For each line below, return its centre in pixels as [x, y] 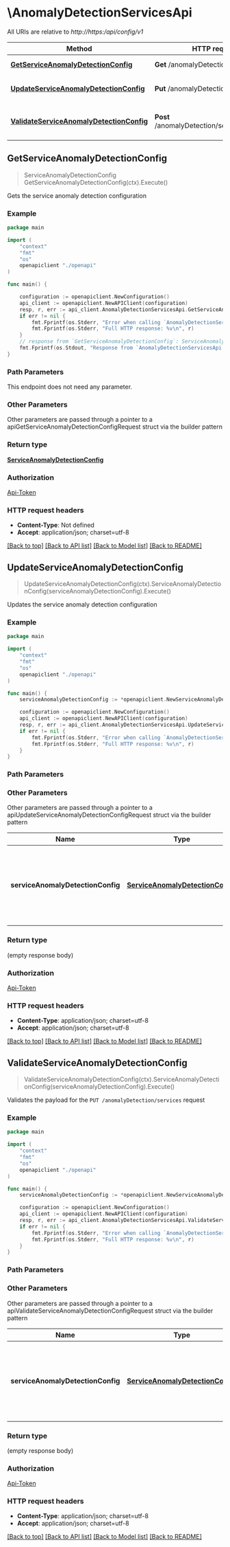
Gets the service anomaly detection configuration [77, 195]
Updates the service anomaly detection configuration [82, 605]
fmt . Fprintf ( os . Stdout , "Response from [76, 348]
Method [79, 48]
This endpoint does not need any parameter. [69, 387]
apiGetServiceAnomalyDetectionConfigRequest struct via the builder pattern [115, 427]
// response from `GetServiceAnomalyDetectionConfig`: [99, 341]
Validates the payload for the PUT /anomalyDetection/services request [106, 1100]
